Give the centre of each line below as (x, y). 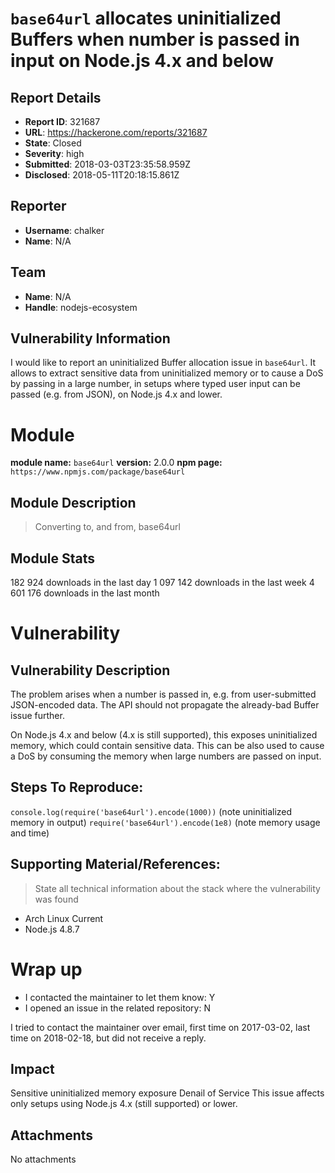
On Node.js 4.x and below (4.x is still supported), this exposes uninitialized (164, 735)
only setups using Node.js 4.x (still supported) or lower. (124, 1104)
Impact (32, 1068)
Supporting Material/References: (115, 864)
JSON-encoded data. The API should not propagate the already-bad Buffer (165, 705)
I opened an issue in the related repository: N (117, 1008)
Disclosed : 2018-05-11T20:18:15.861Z (102, 175)
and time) (30, 833)
